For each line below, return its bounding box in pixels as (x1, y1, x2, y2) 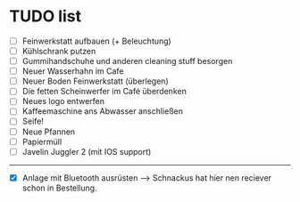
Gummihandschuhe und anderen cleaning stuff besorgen (21, 56, 233, 67)
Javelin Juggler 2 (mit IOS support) (21, 146, 152, 157)
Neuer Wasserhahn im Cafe (21, 66, 124, 77)
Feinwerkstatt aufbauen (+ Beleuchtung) (21, 36, 171, 46)
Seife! (21, 116, 45, 126)
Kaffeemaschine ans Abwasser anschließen (21, 106, 184, 117)
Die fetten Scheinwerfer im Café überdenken (21, 86, 187, 97)
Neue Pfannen (21, 126, 76, 137)
